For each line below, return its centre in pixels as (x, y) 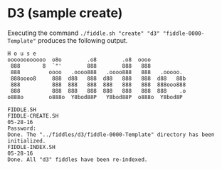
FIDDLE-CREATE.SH (33, 116)
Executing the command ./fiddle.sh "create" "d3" (84, 33)
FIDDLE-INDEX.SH (31, 147)
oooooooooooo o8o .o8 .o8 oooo (79, 60)
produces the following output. (83, 40)
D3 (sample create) (65, 13)
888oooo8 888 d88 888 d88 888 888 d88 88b (98, 78)
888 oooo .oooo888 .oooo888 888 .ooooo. (96, 72)
